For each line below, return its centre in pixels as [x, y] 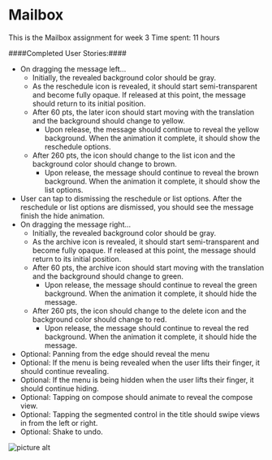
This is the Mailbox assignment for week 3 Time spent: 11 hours [114, 37]
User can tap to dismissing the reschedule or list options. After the [131, 198]
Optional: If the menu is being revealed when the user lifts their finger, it [140, 362]
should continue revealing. [65, 371]
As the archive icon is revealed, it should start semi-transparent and [146, 241]
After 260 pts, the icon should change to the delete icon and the [139, 310]
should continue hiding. [59, 388]
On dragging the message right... [76, 224]
